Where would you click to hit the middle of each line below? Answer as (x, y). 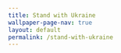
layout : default (34, 30)
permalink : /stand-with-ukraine (60, 37)
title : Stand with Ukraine (52, 15)
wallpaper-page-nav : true (50, 23)
